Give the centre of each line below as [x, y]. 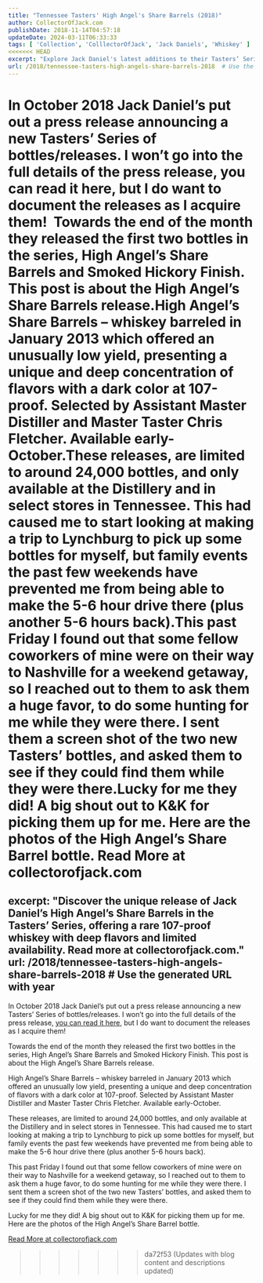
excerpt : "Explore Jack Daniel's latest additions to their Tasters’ [124, 60]
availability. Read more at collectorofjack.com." [126, 950]
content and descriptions [185, 1262]
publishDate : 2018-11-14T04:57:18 [65, 30]
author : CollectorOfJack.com [56, 23]
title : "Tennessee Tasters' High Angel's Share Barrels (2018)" [115, 15]
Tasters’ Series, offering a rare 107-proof [110, 926]
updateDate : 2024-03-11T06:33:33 [63, 37]
